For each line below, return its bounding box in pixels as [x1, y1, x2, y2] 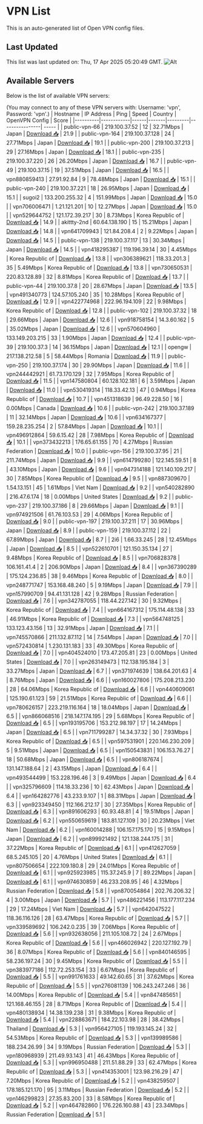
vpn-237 [6, 502, 28, 509]
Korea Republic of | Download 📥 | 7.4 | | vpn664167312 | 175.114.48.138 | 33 [6, 606, 195, 613]
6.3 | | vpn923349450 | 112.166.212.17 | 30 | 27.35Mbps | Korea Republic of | [6, 801, 196, 808]
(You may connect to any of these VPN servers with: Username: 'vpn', [6, 103, 181, 111]
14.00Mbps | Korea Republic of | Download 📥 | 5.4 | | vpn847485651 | [6, 991, 182, 998]
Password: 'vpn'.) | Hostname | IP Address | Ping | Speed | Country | [6, 110, 177, 117]
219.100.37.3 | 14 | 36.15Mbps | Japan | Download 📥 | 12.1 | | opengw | [17, 343, 192, 351]
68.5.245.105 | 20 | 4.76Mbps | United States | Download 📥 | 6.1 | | [6, 853, 172, 860]
